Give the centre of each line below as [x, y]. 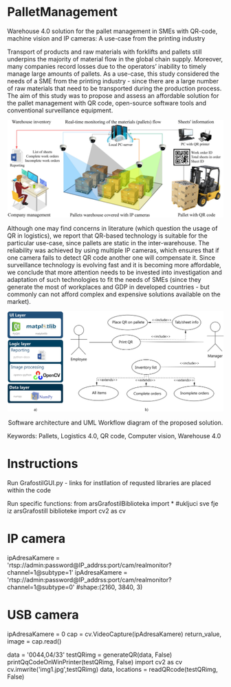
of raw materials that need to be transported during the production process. [114, 88]
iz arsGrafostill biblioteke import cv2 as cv [66, 511]
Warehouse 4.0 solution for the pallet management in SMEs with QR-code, [112, 31]
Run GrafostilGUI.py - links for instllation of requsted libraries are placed [109, 483]
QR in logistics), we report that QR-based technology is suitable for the [107, 236]
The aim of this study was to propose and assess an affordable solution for [113, 95]
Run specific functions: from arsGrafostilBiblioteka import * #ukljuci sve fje [113, 504]
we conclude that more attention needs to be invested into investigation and [114, 272]
